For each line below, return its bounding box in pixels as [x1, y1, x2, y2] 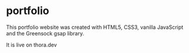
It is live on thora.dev [6, 41, 57, 48]
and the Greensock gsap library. [6, 29, 84, 37]
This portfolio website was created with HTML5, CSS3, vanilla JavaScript [6, 24, 184, 31]
